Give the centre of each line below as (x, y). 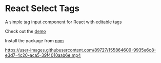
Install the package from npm (35, 40)
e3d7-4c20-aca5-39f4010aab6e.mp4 (43, 55)
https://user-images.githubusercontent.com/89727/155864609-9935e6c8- (80, 50)
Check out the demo (26, 31)
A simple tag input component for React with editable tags (63, 22)
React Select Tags (42, 8)
